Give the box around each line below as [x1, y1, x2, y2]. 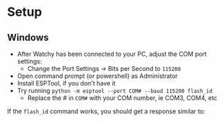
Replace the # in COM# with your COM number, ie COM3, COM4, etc [27, 94, 218, 102]
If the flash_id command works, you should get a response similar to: [7, 108, 205, 115]
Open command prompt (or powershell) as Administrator [17, 72, 178, 80]
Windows [7, 32, 49, 43]
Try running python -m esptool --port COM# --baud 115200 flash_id [17, 87, 212, 94]
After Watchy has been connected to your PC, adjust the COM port [17, 50, 207, 58]
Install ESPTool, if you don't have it [17, 79, 116, 87]
